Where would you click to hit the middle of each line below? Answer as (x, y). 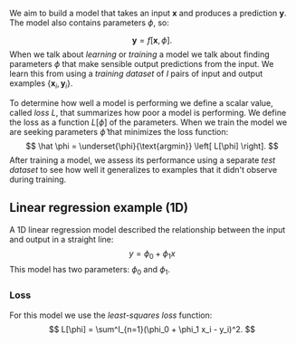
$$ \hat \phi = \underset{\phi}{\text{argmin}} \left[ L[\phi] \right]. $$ (152, 146)
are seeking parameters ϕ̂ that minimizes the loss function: (119, 131)
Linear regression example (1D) (99, 208)
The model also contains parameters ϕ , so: (90, 23)
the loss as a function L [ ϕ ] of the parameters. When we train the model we (148, 122)
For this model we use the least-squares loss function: (111, 315)
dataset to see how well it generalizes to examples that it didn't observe (143, 169)
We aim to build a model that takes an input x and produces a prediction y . (148, 13)
